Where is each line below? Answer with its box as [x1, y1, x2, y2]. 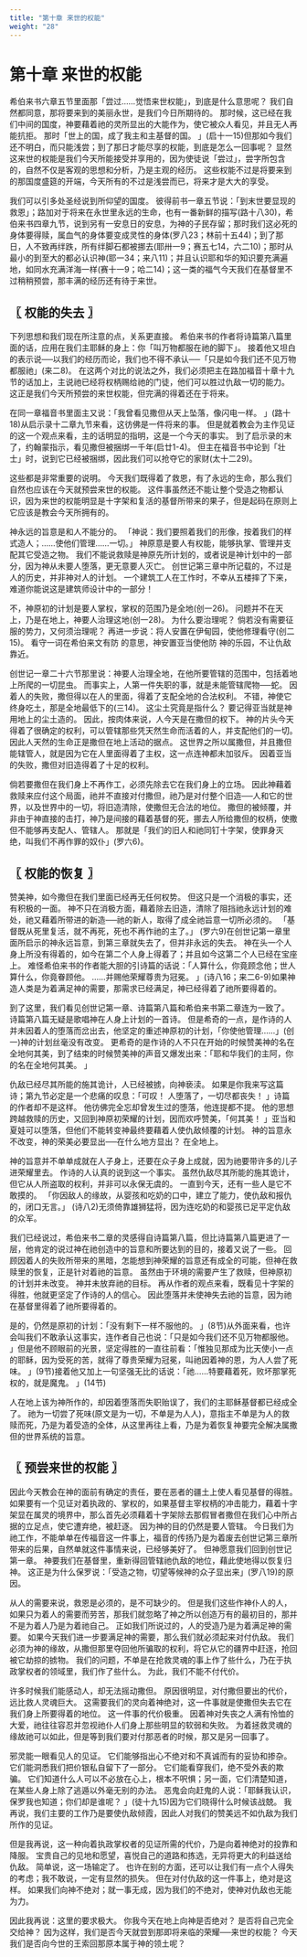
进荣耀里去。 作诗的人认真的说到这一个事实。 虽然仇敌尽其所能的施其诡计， [9, 1167, 294, 1178]
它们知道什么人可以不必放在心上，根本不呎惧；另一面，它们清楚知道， [26, 1773, 292, 1784]
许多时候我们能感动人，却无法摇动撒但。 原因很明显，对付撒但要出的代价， [9, 1684, 292, 1696]
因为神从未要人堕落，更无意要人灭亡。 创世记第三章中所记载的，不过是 [25, 561, 292, 572]
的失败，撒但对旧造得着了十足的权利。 [9, 760, 153, 771]
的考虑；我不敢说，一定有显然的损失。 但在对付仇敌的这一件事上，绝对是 [9, 1872, 284, 1884]
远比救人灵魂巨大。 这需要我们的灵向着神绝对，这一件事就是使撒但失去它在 [9, 1696, 292, 1707]
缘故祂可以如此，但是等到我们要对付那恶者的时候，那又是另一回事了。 [9, 1730, 274, 1742]
